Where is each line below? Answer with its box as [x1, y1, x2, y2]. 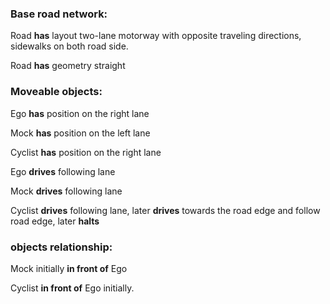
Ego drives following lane [10, 165, 116, 177]
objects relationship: [10, 240, 113, 254]
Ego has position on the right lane [10, 107, 150, 119]
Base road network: [10, 7, 108, 21]
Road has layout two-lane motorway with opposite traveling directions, [10, 30, 302, 42]
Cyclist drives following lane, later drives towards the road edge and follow [10, 204, 321, 216]
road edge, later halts [10, 215, 100, 227]
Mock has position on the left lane [10, 127, 151, 139]
